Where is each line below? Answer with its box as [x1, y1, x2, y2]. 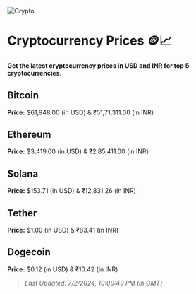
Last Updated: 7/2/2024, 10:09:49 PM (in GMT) [24, 278, 163, 287]
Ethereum [7, 128, 51, 141]
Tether [7, 207, 37, 219]
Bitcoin [7, 89, 39, 102]
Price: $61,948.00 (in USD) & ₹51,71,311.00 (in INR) [7, 108, 154, 117]
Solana [7, 167, 39, 180]
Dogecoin [7, 246, 51, 258]
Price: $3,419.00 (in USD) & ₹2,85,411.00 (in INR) [7, 147, 149, 155]
